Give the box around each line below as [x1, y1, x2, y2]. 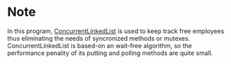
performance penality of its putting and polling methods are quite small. [7, 49, 213, 57]
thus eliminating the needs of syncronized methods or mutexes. [7, 34, 191, 42]
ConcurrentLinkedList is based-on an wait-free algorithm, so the [7, 41, 192, 50]
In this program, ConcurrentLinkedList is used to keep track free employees [7, 27, 225, 35]
